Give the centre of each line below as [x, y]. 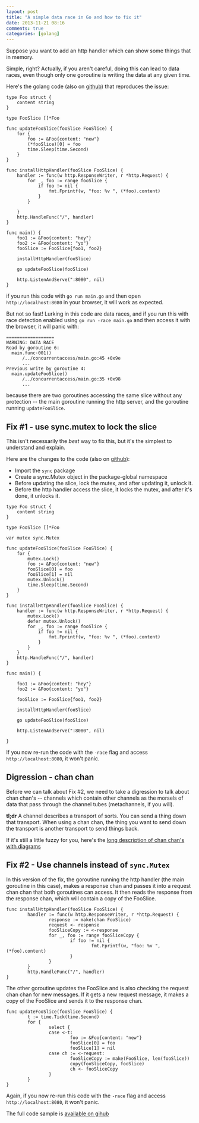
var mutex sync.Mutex [33, 538]
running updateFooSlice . [36, 408]
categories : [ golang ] [33, 34]
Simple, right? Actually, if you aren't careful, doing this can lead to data [93, 68]
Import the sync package [45, 470]
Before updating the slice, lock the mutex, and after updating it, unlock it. [104, 483]
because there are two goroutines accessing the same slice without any [94, 395]
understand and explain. [36, 447]
